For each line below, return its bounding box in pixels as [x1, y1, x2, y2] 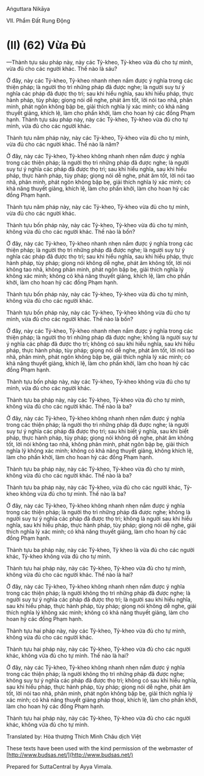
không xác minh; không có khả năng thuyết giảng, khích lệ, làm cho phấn [6, 272, 191, 280]
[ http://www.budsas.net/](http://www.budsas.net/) [6, 751, 133, 758]
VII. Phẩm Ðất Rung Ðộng [6, 17, 70, 24]
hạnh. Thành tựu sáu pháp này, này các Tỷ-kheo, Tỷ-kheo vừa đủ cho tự [6, 115, 188, 123]
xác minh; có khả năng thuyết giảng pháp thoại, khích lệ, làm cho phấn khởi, [6, 696, 198, 703]
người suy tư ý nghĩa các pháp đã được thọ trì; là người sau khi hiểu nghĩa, [6, 595, 192, 603]
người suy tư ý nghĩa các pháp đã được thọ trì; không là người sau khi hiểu [6, 515, 192, 522]
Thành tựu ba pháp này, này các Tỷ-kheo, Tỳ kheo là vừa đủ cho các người [6, 546, 195, 553]
